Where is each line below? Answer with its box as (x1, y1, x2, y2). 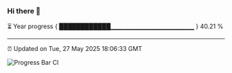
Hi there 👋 (7, 6, 41, 16)
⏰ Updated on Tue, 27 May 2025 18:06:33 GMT (7, 45, 143, 53)
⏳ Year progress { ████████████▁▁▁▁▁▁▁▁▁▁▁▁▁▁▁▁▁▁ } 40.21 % (7, 22, 224, 30)
